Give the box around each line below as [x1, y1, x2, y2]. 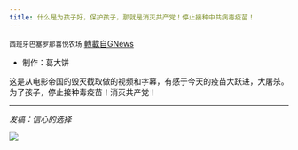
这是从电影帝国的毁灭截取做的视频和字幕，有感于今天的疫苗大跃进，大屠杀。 [9, 76, 289, 86]
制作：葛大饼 [21, 56, 69, 67]
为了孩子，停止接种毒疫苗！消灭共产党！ [9, 86, 157, 97]
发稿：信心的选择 [9, 114, 72, 124]
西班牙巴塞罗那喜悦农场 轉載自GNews [9, 38, 135, 49]
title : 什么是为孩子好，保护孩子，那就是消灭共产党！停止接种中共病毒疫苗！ [9, 12, 255, 22]
